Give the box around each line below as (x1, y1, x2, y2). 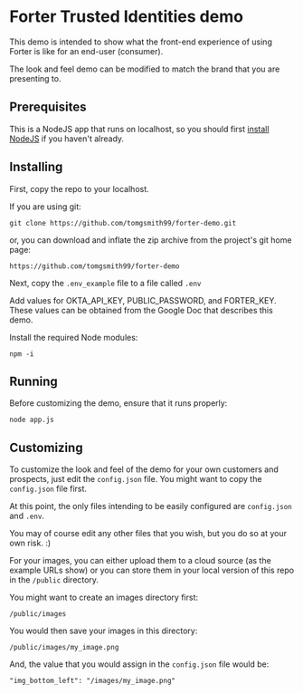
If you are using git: (9, 201, 81, 212)
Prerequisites (9, 100, 87, 115)
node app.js (9, 415, 54, 425)
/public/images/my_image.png (9, 643, 119, 652)
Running (9, 373, 59, 389)
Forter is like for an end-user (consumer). (9, 45, 164, 56)
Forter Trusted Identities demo (9, 6, 244, 27)
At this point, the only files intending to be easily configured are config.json (9, 501, 292, 512)
